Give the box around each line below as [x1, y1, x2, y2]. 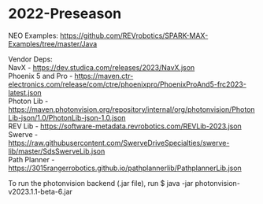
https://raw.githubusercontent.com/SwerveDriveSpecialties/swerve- [8, 138, 230, 147]
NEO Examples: [8, 31, 59, 40]
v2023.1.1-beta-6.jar [8, 187, 73, 196]
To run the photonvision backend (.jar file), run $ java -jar [8, 178, 194, 187]
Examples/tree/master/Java [8, 39, 98, 48]
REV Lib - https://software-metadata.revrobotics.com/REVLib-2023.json [8, 121, 242, 131]
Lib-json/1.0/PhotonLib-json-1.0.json [8, 113, 126, 122]
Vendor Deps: [8, 54, 53, 64]
